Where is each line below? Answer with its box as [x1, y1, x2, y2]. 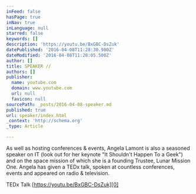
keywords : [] [6, 36, 38, 42]
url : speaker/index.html [6, 112, 67, 118]
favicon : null [11, 96, 46, 102]
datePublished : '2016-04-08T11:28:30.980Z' [6, 47, 115, 53]
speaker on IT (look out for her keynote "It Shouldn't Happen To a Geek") [6, 151, 184, 158]
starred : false [6, 31, 44, 36]
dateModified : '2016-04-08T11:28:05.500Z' [6, 52, 112, 58]
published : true [6, 107, 46, 113]
